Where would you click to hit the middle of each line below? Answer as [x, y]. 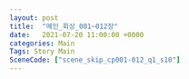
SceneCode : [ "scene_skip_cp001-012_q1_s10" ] [95, 60]
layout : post [34, 18]
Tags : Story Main [42, 52]
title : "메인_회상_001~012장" [64, 26]
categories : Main [42, 43]
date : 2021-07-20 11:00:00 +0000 [77, 35]
